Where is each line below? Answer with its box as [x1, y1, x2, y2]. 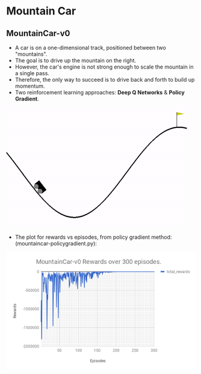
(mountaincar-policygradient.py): [14, 240, 97, 247]
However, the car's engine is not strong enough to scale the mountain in [14, 63, 194, 70]
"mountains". [14, 51, 48, 58]
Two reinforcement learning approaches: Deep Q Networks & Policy [14, 89, 185, 96]
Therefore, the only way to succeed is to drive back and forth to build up [14, 76, 195, 83]
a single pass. [14, 70, 50, 76]
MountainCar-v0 [6, 28, 70, 38]
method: [151, 233, 172, 241]
